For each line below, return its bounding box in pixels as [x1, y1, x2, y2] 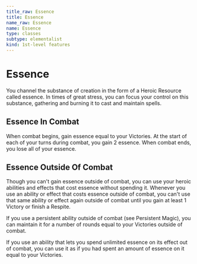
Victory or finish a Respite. [6, 203, 71, 211]
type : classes [6, 31, 42, 37]
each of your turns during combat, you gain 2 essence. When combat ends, [6, 139, 192, 146]
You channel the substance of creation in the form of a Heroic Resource [6, 87, 182, 94]
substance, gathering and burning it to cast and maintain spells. [6, 99, 162, 107]
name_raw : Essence [6, 20, 52, 26]
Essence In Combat [6, 117, 80, 127]
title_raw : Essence [6, 8, 55, 15]
